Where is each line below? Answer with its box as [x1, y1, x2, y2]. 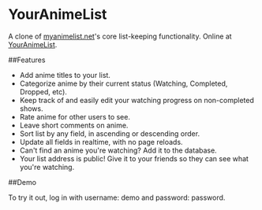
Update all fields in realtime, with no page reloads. [19, 137, 183, 146]
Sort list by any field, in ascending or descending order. [19, 128, 200, 138]
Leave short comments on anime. [19, 120, 129, 130]
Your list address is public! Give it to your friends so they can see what [19, 153, 249, 163]
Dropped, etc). [19, 87, 67, 96]
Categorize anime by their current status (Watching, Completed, [19, 79, 228, 88]
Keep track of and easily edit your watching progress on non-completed [19, 95, 254, 105]
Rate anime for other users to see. [19, 112, 130, 121]
